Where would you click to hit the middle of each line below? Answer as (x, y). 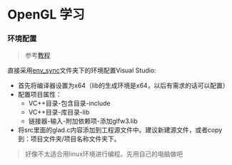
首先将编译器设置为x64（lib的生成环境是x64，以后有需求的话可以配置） (123, 85)
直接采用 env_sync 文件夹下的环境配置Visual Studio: (82, 70)
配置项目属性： (40, 95)
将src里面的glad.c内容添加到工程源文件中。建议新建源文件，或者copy (120, 130)
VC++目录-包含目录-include (69, 103)
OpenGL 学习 (46, 15)
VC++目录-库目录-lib (59, 112)
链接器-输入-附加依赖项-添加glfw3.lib (83, 121)
